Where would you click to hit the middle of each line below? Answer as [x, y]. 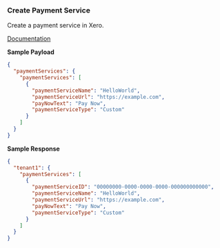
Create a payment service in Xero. [56, 26]
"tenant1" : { [32, 168]
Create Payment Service [49, 10]
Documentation [29, 39]
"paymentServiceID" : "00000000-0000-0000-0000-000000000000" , [123, 187]
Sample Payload [31, 52]
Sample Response [33, 149]
